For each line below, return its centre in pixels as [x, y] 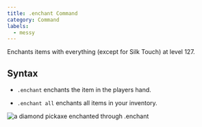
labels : [18, 26]
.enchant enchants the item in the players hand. [84, 90]
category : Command [33, 20]
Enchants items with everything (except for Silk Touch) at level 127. [101, 52]
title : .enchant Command [42, 13]
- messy [24, 32]
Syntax [23, 73]
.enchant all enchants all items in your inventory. [87, 103]
